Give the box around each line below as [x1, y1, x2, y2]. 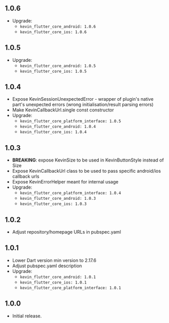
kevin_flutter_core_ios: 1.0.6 [19, 29, 87, 35]
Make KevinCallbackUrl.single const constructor [12, 107, 114, 113]
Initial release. [12, 313, 42, 319]
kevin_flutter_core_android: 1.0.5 [19, 63, 96, 68]
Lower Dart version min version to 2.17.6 [12, 257, 97, 263]
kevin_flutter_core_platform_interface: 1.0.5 [19, 119, 121, 124]
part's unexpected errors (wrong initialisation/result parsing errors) [12, 102, 154, 108]
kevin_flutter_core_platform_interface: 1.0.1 [19, 285, 121, 290]
